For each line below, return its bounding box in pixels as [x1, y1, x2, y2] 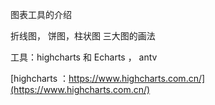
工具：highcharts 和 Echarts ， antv [10, 51, 158, 63]
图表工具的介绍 [10, 9, 72, 20]
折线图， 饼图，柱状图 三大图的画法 [10, 30, 156, 42]
